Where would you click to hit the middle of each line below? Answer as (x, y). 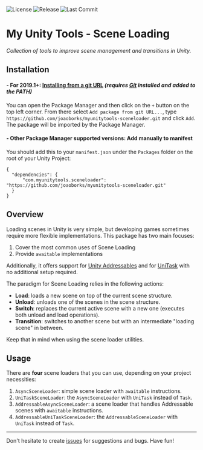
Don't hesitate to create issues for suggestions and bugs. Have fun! (90, 441)
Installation (28, 70)
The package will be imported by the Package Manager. (76, 124)
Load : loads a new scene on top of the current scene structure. (94, 295)
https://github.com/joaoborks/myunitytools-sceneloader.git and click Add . (101, 118)
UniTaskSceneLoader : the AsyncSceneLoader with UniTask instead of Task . (104, 398)
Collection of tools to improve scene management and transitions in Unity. (99, 50)
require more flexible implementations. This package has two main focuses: (100, 235)
